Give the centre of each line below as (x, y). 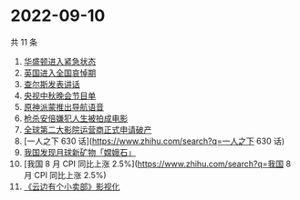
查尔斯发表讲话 (52, 84)
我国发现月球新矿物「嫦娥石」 (79, 152)
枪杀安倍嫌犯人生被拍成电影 (76, 118)
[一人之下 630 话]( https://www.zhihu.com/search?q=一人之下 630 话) (154, 141)
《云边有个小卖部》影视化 (72, 186)
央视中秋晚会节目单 (60, 95)
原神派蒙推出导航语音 (63, 106)
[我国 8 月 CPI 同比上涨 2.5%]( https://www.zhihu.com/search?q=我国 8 (157, 164)
